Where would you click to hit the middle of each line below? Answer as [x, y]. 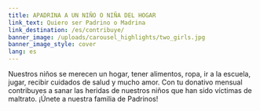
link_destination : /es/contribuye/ [66, 30]
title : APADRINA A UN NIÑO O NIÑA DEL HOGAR [82, 15]
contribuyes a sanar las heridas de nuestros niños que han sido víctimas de [130, 90]
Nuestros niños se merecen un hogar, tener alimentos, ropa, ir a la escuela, [130, 74]
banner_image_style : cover [52, 45]
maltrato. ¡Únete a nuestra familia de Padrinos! [83, 99]
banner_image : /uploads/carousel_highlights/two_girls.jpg [107, 37]
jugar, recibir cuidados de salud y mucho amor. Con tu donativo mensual [125, 82]
